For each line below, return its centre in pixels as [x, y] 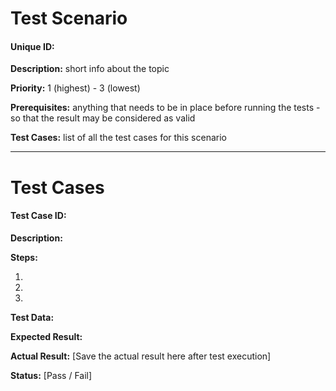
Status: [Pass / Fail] [51, 375]
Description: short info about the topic [90, 69]
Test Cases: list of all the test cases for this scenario [118, 138]
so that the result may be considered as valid [103, 118]
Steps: [24, 257]
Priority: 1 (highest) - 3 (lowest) [75, 88]
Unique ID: [32, 46]
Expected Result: [46, 336]
